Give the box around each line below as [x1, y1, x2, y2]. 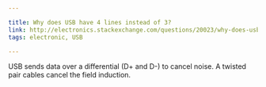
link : [8, 25, 26, 34]
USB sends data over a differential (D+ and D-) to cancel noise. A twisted [8, 62, 247, 71]
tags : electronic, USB [8, 33, 83, 41]
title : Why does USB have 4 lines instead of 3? [8, 18, 172, 26]
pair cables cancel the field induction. [8, 70, 131, 80]
